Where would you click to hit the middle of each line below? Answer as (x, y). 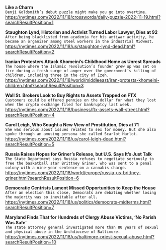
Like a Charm (19, 7)
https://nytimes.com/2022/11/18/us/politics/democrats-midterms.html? (78, 202)
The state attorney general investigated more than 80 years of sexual (82, 227)
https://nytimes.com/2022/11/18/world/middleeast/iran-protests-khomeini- (82, 80)
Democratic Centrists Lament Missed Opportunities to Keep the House (80, 188)
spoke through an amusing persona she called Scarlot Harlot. (72, 134)
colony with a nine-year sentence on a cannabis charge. (66, 168)
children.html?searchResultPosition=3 (45, 86)
